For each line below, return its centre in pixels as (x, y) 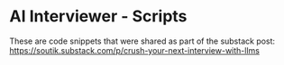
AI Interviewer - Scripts (98, 16)
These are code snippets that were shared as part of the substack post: (142, 41)
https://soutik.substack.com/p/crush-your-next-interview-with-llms (134, 50)
